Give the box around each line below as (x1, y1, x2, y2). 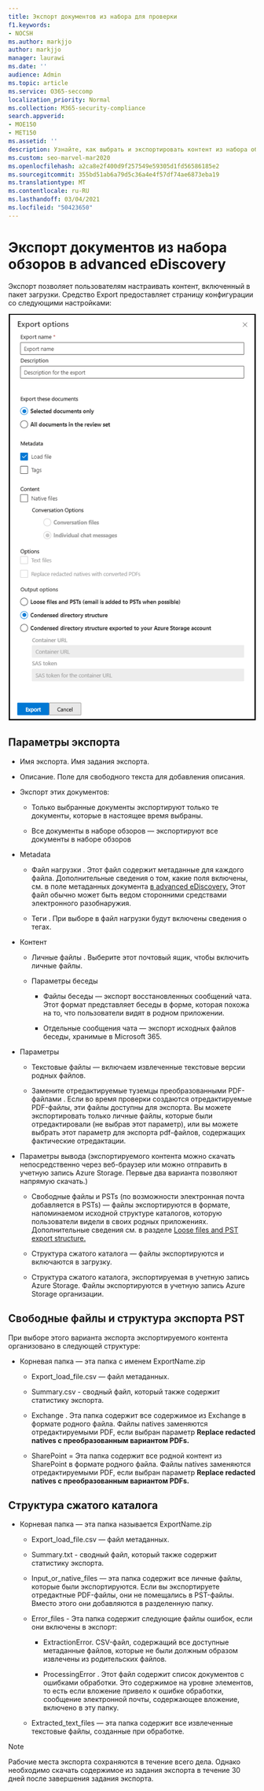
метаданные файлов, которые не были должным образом (42, 1646, 238, 1656)
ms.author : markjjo (8, 38, 72, 46)
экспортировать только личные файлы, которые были (31, 1111, 214, 1120)
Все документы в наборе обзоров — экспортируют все (31, 826, 218, 835)
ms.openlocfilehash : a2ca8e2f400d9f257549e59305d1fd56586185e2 (8, 162, 220, 170)
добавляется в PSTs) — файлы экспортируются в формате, (31, 1200, 230, 1209)
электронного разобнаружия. (31, 898, 132, 908)
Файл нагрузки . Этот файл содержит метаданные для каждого (31, 864, 244, 874)
